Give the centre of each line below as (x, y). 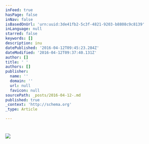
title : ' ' (17, 62)
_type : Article (21, 109)
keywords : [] (19, 39)
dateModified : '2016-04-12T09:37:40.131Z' (51, 52)
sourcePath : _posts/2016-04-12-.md (43, 95)
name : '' (19, 76)
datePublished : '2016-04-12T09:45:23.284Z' (52, 48)
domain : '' (21, 81)
